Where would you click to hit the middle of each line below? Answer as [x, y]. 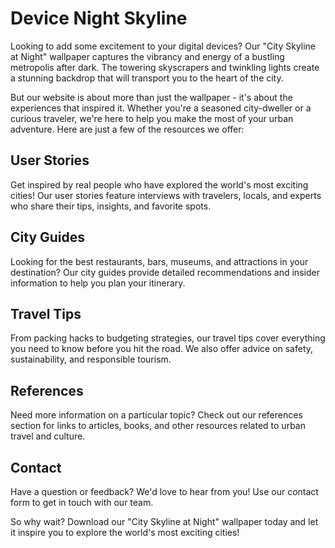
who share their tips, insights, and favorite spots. [111, 206]
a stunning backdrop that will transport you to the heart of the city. [147, 78]
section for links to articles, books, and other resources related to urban [158, 426]
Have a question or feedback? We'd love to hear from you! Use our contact [164, 491]
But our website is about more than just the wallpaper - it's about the [151, 97]
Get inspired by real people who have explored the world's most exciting [159, 184]
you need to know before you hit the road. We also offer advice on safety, [162, 349]
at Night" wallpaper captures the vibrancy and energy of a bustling [147, 56]
